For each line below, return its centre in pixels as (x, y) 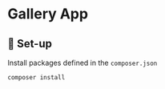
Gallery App (48, 14)
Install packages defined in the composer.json (82, 63)
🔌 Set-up (30, 44)
